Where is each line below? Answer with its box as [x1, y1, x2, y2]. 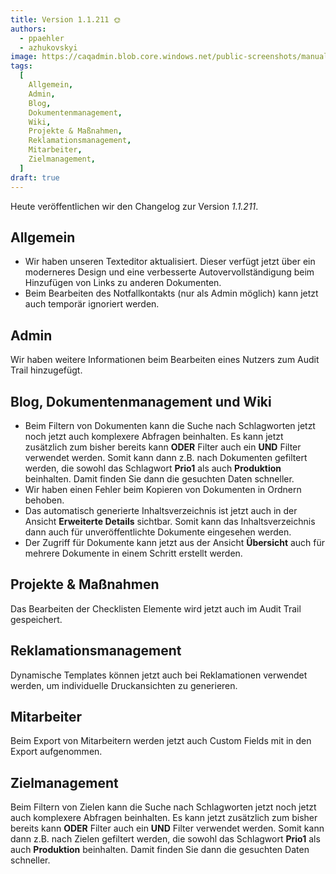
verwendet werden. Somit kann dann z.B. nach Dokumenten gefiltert [24, 451, 308, 463]
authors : [10, 24, 47, 34]
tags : [10, 61, 33, 71]
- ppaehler [19, 33, 65, 43]
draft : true [10, 172, 60, 183]
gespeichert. [10, 613, 63, 625]
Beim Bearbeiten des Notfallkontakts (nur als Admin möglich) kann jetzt [24, 287, 319, 300]
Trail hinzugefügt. [10, 364, 83, 376]
